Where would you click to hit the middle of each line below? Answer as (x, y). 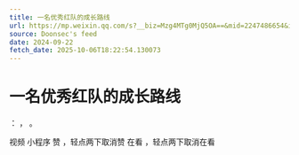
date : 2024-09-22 (41, 42)
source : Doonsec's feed (53, 34)
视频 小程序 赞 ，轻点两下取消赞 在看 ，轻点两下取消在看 (112, 142)
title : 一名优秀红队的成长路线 (60, 17)
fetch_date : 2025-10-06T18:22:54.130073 (85, 50)
